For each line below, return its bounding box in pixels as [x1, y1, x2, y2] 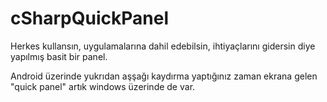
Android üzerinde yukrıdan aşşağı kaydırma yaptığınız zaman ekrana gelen [10, 70, 318, 82]
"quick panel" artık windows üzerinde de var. [10, 80, 196, 92]
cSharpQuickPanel [10, 7, 169, 30]
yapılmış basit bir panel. [10, 50, 108, 62]
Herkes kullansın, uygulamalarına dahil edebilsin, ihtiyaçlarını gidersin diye [10, 40, 316, 52]
